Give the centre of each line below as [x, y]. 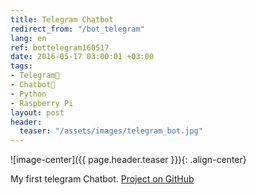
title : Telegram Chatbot [62, 19]
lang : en [28, 38]
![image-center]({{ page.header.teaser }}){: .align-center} [128, 160]
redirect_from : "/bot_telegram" [77, 29]
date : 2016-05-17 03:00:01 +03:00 [82, 57]
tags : [21, 66]
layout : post [37, 112]
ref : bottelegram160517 [60, 47]
